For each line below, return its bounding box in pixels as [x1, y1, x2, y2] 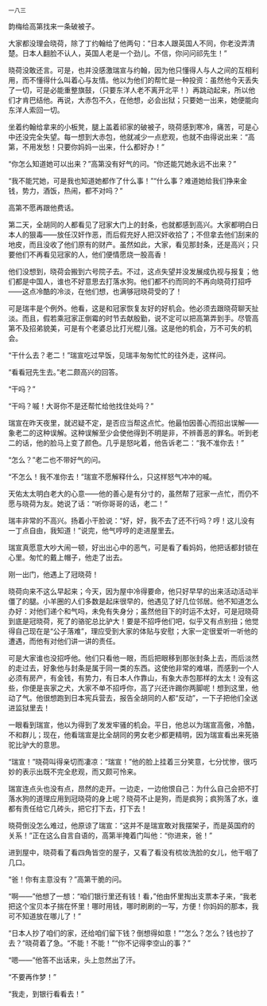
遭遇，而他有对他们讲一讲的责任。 [8, 636, 120, 646]
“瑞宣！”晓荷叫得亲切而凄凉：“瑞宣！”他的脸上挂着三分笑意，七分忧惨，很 [8, 757, 250, 766]
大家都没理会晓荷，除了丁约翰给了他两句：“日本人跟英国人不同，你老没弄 [8, 38, 249, 48]
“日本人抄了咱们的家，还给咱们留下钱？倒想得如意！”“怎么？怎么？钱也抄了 [8, 929, 254, 937]
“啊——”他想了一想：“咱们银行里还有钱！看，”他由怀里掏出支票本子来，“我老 [8, 891, 257, 901]
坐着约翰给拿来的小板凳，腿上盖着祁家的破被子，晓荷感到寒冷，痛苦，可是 [8, 122, 252, 132]
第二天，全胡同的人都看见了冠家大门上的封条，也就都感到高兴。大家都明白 [8, 220, 252, 229]
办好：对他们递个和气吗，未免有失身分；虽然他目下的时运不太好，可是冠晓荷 [8, 607, 259, 615]
